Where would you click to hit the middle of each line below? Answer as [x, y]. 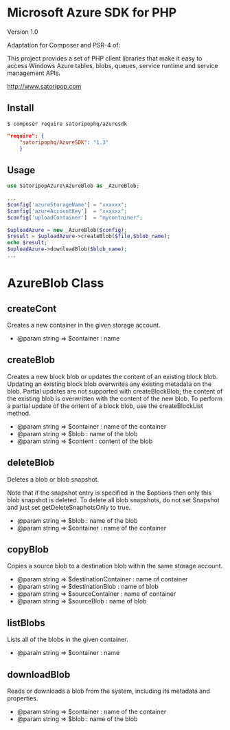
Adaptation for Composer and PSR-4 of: [64, 45]
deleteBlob [31, 463]
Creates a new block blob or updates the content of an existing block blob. [113, 376]
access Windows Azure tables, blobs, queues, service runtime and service [113, 65]
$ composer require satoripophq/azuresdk [67, 124]
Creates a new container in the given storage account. [84, 325]
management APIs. [34, 73]
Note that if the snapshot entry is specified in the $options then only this [109, 493]
